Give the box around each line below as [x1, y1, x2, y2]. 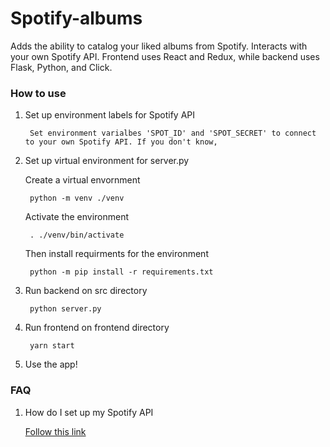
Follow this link [24, 425, 87, 437]
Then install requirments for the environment [24, 248, 209, 260]
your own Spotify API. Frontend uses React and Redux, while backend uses [10, 50, 320, 62]
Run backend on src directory [24, 285, 148, 297]
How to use [10, 86, 67, 100]
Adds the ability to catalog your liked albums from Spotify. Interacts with [10, 40, 308, 52]
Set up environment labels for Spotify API [24, 109, 195, 121]
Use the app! [24, 358, 78, 371]
